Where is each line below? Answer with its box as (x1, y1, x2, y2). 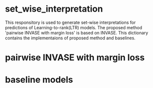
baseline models (5, 74, 73, 86)
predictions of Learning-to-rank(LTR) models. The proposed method (5, 24, 142, 30)
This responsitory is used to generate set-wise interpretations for (5, 19, 136, 25)
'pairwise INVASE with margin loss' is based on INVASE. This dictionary (5, 30, 149, 35)
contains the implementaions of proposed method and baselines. (5, 35, 135, 41)
